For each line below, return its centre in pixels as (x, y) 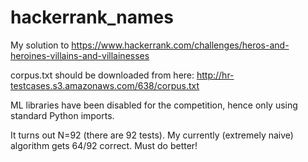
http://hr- (215, 75)
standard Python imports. (62, 115)
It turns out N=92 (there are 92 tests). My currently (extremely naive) (152, 135)
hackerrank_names (92, 17)
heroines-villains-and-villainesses (80, 55)
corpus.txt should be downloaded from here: (102, 75)
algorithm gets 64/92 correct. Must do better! (104, 145)
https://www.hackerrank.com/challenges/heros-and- (180, 45)
